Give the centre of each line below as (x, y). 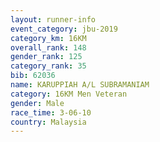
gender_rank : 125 (46, 57)
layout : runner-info (53, 19)
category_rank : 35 (48, 66)
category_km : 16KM (48, 38)
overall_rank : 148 (48, 47)
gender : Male (37, 103)
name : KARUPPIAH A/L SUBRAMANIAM (80, 85)
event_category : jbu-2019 (64, 29)
